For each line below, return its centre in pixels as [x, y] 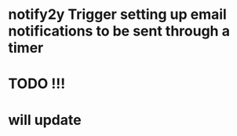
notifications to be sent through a [119, 31]
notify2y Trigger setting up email [118, 15]
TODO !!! [37, 84]
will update [45, 120]
